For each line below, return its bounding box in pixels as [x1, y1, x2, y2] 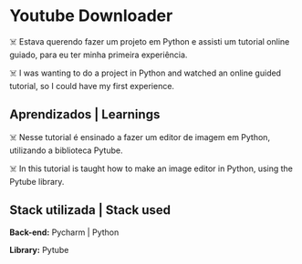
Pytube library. [9, 176, 65, 187]
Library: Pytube [9, 244, 69, 255]
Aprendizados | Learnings [9, 107, 161, 123]
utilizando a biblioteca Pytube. [9, 145, 123, 156]
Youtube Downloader [9, 5, 173, 26]
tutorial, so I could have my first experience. [9, 80, 175, 91]
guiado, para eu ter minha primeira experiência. [9, 49, 188, 60]
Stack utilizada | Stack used [9, 202, 172, 218]
